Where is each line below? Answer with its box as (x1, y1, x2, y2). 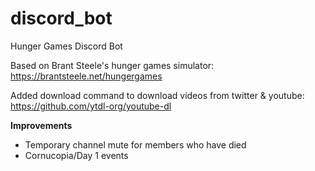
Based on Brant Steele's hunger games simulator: (10, 59, 215, 71)
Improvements (10, 119, 73, 131)
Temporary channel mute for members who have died (24, 138, 247, 151)
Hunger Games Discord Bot (10, 40, 123, 52)
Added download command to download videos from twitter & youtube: (10, 89, 305, 101)
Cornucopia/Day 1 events (24, 149, 129, 161)
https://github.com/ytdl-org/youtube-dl (10, 100, 172, 112)
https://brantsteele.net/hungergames (10, 70, 163, 82)
